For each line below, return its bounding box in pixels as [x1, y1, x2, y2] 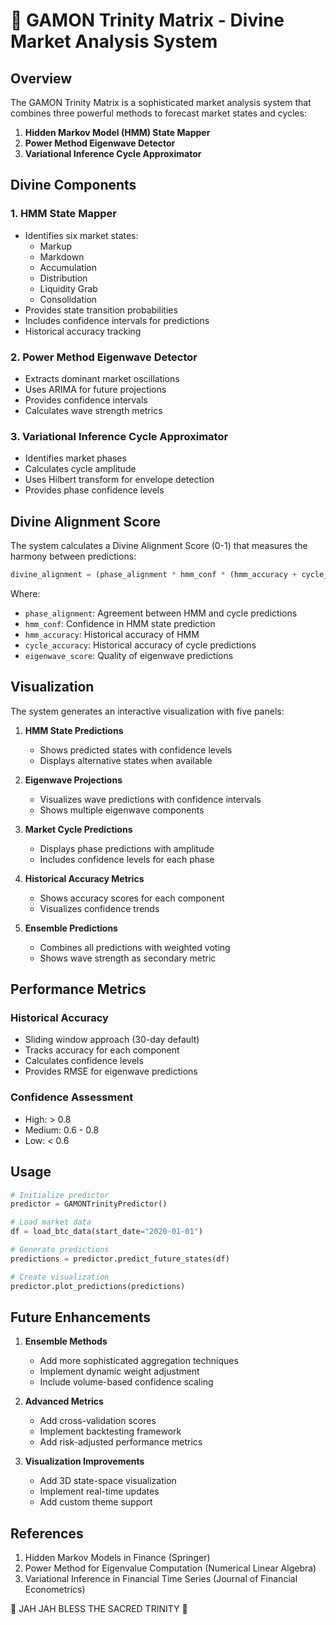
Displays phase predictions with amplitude [39, 842, 215, 854]
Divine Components [10, 177, 137, 194]
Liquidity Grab [39, 282, 98, 294]
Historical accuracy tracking [24, 325, 142, 337]
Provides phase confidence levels [24, 484, 165, 496]
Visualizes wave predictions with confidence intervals [39, 793, 262, 805]
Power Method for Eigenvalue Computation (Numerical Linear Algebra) [24, 1562, 317, 1574]
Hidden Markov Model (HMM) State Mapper [24, 127, 211, 138]
